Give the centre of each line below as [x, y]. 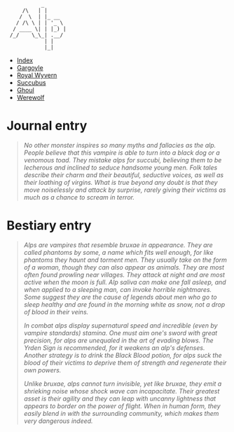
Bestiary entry [49, 226]
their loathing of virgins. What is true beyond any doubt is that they [121, 182]
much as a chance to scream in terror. [79, 197]
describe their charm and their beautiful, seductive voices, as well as [124, 175]
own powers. [42, 370]
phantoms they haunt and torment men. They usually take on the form [125, 260]
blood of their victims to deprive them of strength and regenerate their [125, 363]
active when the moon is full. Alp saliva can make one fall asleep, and [125, 282]
